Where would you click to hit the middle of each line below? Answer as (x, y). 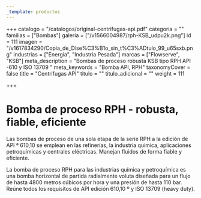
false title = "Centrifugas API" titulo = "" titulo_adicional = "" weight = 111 (95, 73)
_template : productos (33, 12)
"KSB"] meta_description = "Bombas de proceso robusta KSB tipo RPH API (98, 61)
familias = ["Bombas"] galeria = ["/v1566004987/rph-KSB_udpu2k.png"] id (99, 35)
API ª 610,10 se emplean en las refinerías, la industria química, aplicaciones (99, 145)
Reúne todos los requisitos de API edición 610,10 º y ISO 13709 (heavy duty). (100, 188)
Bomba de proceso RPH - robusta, (92, 109)
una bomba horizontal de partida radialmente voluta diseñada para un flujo (98, 176)
